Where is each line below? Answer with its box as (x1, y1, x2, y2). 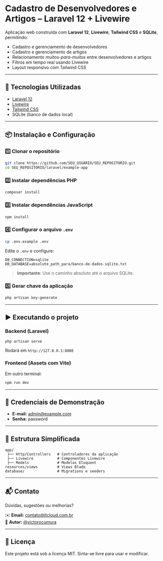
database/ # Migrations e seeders (5, 469, 105, 474)
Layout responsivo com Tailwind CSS (12, 64, 86, 70)
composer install (5, 190, 40, 195)
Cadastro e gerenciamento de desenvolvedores (12, 44, 108, 49)
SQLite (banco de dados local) (12, 111, 73, 117)
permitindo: (5, 34, 28, 40)
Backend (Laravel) (5, 328, 49, 335)
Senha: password (12, 416, 48, 422)
